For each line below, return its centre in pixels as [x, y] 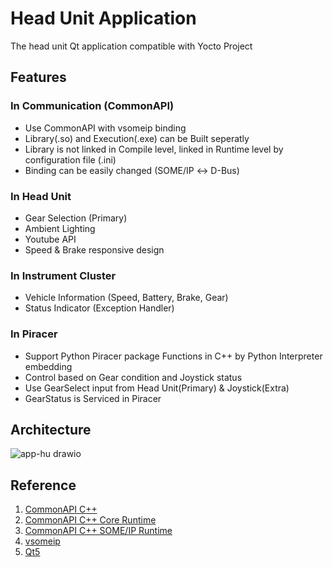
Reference [43, 485]
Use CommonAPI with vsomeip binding [105, 128]
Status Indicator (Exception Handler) [99, 308]
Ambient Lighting [60, 228]
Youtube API [50, 239]
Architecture [51, 429]
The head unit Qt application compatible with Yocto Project [131, 46]
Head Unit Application [103, 18]
